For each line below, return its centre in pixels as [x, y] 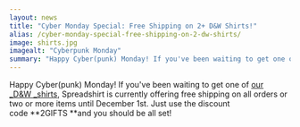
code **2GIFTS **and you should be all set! [91, 113]
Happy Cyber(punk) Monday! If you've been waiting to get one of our [137, 85]
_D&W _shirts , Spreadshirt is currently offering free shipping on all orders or [149, 94]
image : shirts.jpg [43, 42]
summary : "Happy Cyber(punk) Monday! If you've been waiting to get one [147, 59]
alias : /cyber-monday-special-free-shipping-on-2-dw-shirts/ [125, 34]
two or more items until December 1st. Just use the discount [120, 103]
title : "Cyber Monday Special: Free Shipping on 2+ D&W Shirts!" [133, 26]
